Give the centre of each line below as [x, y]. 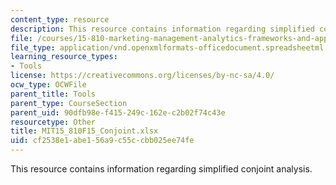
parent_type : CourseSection [69, 103]
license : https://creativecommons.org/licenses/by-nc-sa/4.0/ [142, 76]
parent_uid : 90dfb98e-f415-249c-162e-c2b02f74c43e [118, 112]
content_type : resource [60, 19]
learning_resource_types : [64, 57]
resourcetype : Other [53, 122]
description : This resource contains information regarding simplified [162, 29]
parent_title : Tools [53, 94]
